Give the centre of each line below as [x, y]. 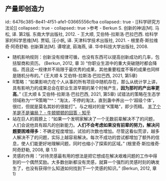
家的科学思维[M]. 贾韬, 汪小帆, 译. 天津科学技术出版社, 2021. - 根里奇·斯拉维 [82, 40]
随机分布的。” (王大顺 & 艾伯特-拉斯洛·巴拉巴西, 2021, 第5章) [77, 75]
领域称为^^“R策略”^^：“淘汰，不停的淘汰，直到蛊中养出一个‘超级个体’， [84, 100]
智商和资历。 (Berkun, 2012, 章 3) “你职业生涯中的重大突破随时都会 [85, 63]
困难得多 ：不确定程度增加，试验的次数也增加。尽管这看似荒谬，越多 [90, 131]
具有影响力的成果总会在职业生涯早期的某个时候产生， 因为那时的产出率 [84, 88]
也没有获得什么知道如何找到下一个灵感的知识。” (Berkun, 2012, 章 [91, 168]
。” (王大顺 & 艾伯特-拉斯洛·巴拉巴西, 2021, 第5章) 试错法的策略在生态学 [88, 94]
